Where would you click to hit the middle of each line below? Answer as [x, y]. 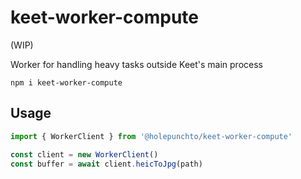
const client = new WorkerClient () [84, 154]
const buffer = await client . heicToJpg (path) [106, 164]
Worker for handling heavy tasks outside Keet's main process [136, 64]
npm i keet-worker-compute [66, 82]
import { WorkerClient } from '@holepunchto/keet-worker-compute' [151, 136]
